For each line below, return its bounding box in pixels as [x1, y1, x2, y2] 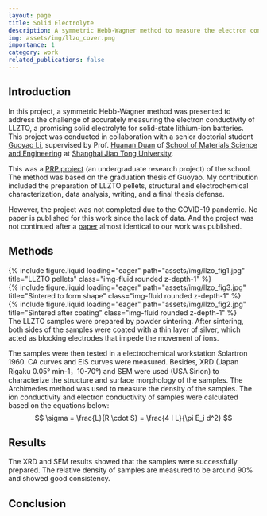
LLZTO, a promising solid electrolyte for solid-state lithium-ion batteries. [8, 123, 244, 133]
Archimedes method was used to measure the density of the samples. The [8, 383, 253, 393]
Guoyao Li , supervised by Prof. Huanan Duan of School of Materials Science [8, 140, 258, 149]
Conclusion [8, 497, 67, 510]
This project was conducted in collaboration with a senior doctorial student [8, 132, 253, 141]
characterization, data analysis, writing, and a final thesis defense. [8, 189, 225, 198]
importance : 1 [8, 41, 56, 49]
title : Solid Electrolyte [8, 19, 94, 27]
